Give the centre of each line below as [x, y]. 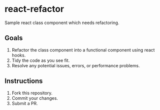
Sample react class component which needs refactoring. [62, 23]
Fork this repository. [32, 93]
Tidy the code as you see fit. [41, 60]
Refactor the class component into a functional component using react [83, 50]
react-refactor [34, 9]
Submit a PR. [25, 103]
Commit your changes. [35, 98]
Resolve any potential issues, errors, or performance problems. [76, 65]
